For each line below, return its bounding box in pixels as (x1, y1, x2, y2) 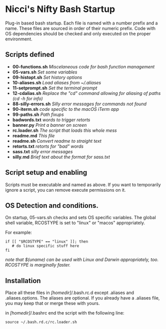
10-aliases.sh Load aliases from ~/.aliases (12, 79, 101, 85)
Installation (5, 276, 41, 285)
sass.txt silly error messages (12, 148, 73, 154)
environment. (5, 36, 32, 42)
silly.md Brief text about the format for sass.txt (12, 154, 110, 160)
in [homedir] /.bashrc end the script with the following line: (5, 310, 124, 316)
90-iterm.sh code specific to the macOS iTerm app (12, 106, 119, 112)
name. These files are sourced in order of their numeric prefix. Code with (5, 25, 156, 31)
